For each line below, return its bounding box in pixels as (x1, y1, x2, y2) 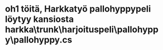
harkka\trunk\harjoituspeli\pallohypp (5, 24, 159, 35)
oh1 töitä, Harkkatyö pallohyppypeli (5, 3, 151, 15)
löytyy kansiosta (5, 14, 74, 25)
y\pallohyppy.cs (5, 34, 72, 46)
